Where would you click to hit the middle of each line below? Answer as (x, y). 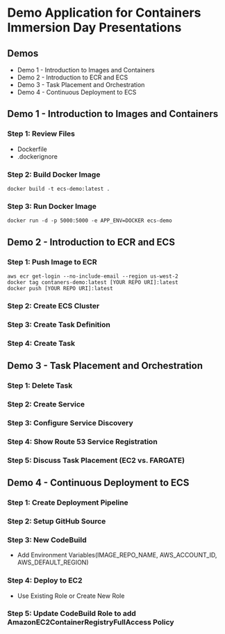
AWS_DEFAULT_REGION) (53, 562)
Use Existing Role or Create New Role (71, 596)
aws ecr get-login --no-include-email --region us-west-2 (93, 276)
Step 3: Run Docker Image (52, 206)
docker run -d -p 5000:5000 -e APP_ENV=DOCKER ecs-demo (90, 221)
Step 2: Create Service (46, 404)
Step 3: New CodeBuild (47, 539)
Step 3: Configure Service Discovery (70, 422)
